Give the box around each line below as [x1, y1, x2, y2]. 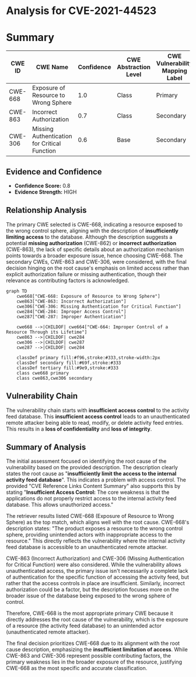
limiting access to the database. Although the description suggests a [6, 233, 173, 240]
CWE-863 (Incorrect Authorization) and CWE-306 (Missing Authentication [6, 555, 185, 562]
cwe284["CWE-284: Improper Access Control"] [16, 308, 127, 314]
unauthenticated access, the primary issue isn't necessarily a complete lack [6, 568, 188, 575]
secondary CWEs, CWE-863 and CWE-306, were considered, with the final [6, 258, 187, 265]
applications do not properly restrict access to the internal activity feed [6, 495, 177, 502]
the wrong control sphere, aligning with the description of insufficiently [6, 227, 179, 234]
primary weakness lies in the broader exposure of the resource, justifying [6, 658, 183, 665]
